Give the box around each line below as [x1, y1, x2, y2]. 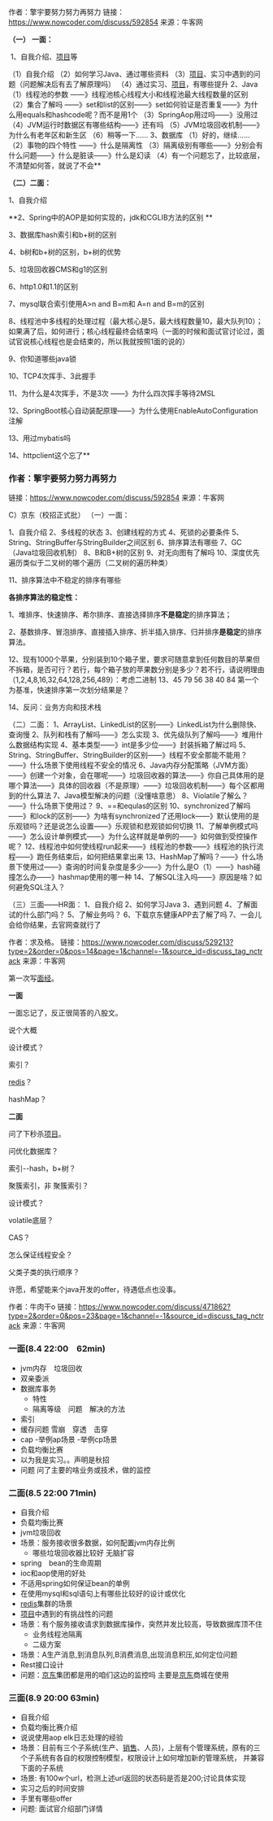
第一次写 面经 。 [8, 973, 58, 983]
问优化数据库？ [8, 1146, 58, 1156]
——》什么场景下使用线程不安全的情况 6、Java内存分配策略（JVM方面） [8, 760, 253, 771]
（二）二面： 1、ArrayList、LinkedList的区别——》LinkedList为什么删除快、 [8, 719, 262, 730]
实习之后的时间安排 [19, 1784, 85, 1793]
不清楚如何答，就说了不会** [8, 161, 102, 170]
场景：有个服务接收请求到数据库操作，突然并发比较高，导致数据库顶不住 [19, 1618, 262, 1629]
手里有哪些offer [19, 1793, 73, 1804]
